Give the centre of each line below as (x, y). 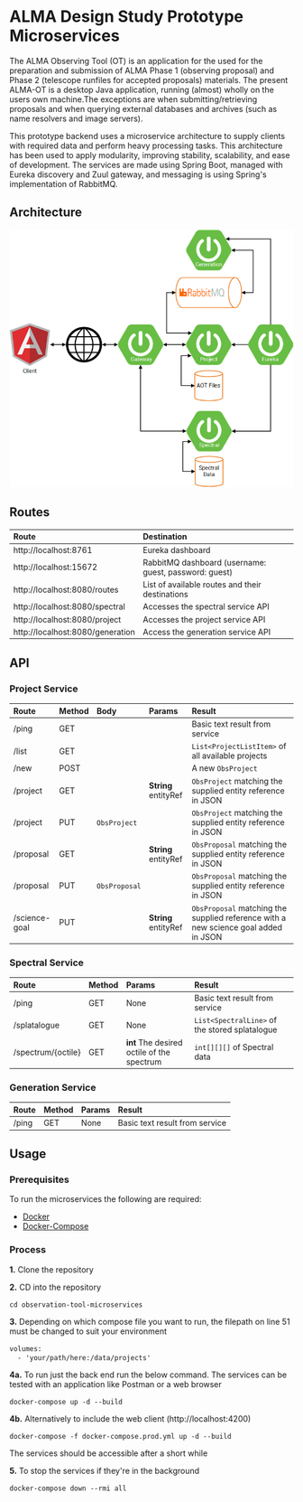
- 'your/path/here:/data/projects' (84, 1357)
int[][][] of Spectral (234, 1047)
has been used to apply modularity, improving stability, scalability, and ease (150, 155)
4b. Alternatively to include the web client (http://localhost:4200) (130, 1418)
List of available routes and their (202, 585)
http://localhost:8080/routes (66, 589)
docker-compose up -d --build (66, 1402)
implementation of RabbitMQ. (64, 183)
